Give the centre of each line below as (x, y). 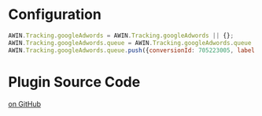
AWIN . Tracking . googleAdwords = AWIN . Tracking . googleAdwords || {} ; (121, 36)
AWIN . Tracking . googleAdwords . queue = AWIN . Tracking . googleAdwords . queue (130, 43)
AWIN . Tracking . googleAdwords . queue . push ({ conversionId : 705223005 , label (132, 50)
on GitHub (25, 103)
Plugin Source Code (74, 82)
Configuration (55, 15)
